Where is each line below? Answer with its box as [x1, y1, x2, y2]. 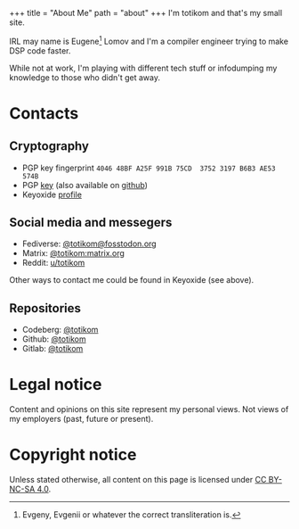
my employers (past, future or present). [9, 414, 154, 425]
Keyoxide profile [21, 189, 83, 200]
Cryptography [9, 138, 89, 154]
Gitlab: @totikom [21, 343, 84, 354]
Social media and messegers [9, 215, 173, 230]
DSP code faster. [9, 45, 71, 56]
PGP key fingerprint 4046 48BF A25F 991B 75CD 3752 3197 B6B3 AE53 [21, 162, 276, 173]
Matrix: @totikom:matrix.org [21, 248, 125, 259]
